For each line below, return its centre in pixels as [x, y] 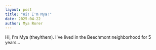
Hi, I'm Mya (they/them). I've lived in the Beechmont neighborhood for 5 [78, 37]
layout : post [19, 10]
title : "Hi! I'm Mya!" [28, 14]
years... [13, 43]
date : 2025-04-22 [23, 19]
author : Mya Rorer [24, 23]
